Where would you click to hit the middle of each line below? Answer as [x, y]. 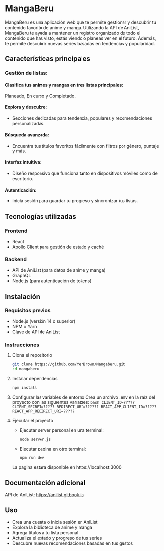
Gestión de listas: [26, 73]
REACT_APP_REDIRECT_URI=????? [43, 411]
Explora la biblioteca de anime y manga [52, 527]
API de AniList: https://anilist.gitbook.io [44, 495]
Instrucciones [22, 345]
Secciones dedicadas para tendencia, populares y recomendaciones [82, 118]
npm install [24, 387]
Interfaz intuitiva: [23, 162]
